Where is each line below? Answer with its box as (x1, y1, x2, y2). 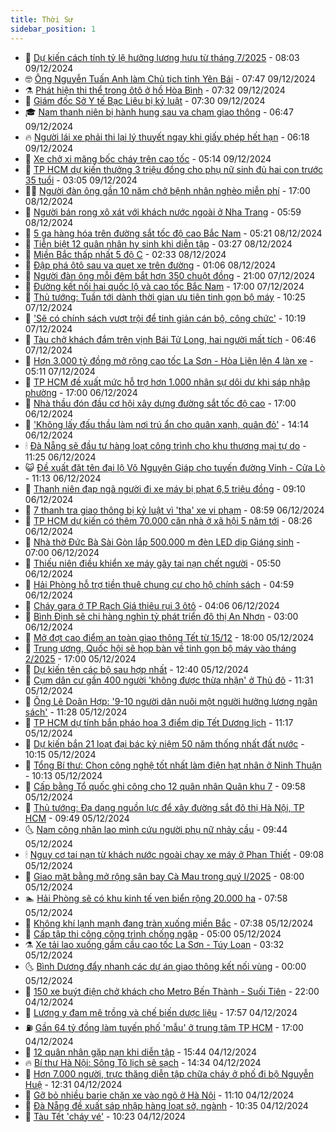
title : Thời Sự (10, 14, 74, 25)
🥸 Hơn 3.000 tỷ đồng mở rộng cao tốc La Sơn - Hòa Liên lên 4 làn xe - (24, 354, 314, 366)
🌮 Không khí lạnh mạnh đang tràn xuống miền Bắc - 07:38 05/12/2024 (24, 917, 314, 929)
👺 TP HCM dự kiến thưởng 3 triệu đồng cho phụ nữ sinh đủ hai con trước (24, 163, 324, 175)
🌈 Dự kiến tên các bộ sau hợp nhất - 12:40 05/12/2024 (24, 663, 249, 675)
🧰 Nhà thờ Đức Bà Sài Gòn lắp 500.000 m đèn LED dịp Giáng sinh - (24, 536, 301, 548)
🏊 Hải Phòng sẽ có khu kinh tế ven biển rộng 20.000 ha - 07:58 (24, 892, 288, 904)
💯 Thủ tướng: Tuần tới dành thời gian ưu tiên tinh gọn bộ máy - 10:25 (24, 291, 306, 303)
